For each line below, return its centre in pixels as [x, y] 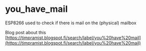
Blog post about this [25, 32]
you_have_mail [36, 9]
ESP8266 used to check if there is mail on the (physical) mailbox [71, 23]
